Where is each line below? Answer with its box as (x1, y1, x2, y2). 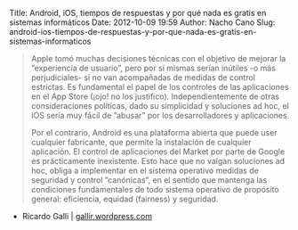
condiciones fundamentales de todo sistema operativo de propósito (30, 185, 279, 194)
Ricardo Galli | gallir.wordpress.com (21, 211, 153, 221)
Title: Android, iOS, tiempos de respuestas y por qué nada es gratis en (9, 8, 267, 18)
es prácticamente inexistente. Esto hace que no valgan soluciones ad (30, 156, 286, 166)
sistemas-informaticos (9, 36, 92, 46)
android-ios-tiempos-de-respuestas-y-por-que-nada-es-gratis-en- (9, 27, 257, 37)
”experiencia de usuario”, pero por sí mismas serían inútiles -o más (30, 62, 276, 73)
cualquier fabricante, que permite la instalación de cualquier (30, 137, 252, 147)
